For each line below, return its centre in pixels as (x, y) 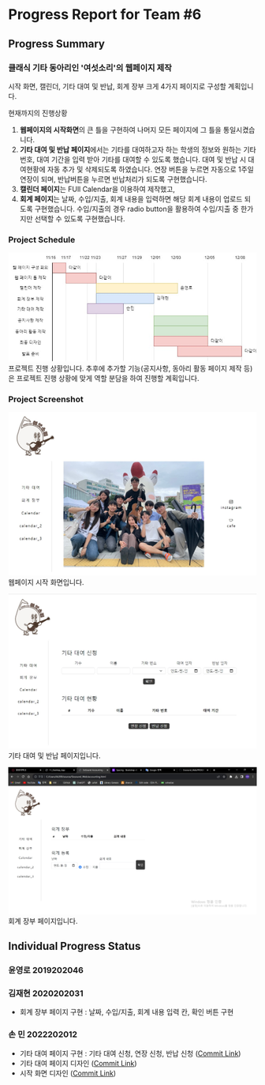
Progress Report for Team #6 (105, 15)
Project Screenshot (46, 399)
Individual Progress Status (75, 946)
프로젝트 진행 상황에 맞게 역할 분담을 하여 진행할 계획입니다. (108, 378)
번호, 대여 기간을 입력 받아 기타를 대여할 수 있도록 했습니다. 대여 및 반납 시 (133, 159)
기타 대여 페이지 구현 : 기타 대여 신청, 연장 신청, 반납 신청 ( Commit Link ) (130, 1053)
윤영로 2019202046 (46, 970)
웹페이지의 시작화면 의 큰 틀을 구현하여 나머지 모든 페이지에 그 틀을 (121, 130)
